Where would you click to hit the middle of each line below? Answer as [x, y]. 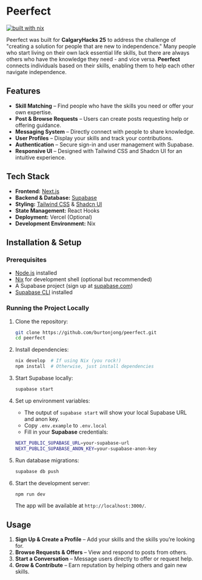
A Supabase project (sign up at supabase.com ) [74, 286]
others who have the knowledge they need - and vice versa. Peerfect [93, 59]
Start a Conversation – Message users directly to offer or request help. [104, 559]
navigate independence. [36, 72]
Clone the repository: [42, 321]
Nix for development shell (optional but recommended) [84, 279]
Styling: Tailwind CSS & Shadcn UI [59, 204]
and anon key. [42, 419]
